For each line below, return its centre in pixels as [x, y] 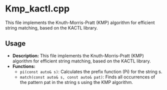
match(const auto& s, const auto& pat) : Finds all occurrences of [87, 77]
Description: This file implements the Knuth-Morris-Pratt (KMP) [78, 55]
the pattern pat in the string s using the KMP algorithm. [76, 82]
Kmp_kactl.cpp [37, 9]
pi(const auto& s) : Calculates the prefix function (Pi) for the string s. [91, 71]
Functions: [24, 66]
